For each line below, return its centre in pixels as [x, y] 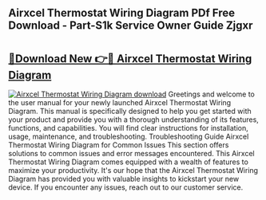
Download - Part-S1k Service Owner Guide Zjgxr [131, 26]
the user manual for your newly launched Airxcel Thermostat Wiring [120, 102]
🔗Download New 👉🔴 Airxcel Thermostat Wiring [130, 59]
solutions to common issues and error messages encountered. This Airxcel [131, 153]
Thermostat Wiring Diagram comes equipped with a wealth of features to [129, 162]
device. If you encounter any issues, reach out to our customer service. [126, 187]
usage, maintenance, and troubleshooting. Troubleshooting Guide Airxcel [129, 136]
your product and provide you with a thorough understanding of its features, [134, 120]
